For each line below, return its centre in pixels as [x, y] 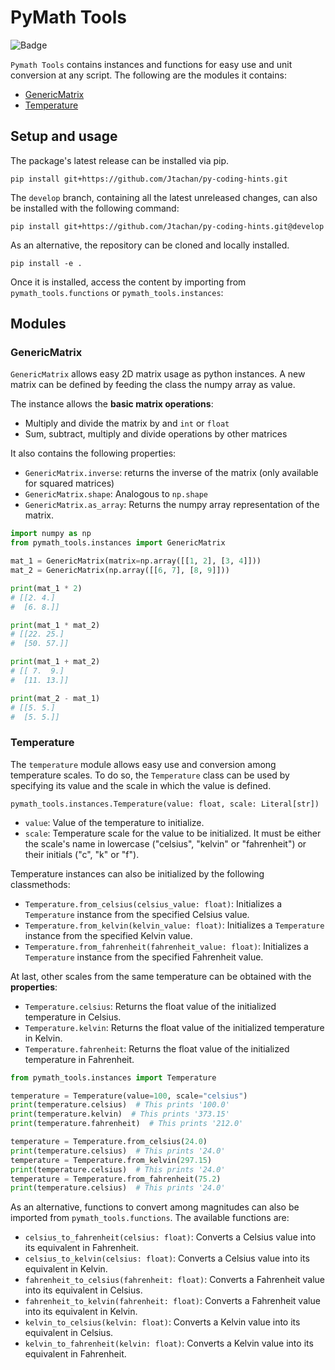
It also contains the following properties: [93, 453]
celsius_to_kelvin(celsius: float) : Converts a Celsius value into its [167, 1258]
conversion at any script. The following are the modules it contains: [148, 75]
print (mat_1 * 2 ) [46, 588]
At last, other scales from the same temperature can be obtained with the [161, 976]
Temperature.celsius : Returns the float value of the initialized [150, 1006]
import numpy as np [51, 534]
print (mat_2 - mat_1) [55, 698]
